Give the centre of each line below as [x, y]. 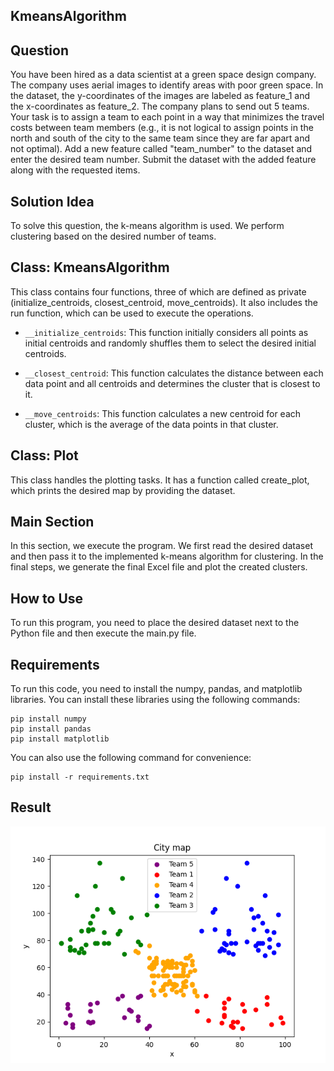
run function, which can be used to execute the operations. [132, 313]
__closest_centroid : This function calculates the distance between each [174, 373]
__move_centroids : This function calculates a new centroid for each [163, 413]
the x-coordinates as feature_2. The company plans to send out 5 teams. [160, 106]
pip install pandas [51, 729]
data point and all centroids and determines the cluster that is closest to [172, 383]
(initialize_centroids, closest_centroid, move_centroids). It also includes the [164, 302]
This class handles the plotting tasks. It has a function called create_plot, [160, 480]
